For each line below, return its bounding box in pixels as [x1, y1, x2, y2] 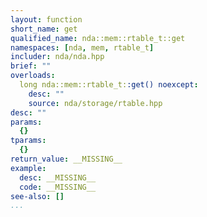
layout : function [10, 14, 83, 25]
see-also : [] [10, 191, 65, 201]
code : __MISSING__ [19, 182, 97, 192]
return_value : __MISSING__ [10, 154, 123, 164]
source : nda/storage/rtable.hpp [28, 98, 163, 108]
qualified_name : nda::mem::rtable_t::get [10, 33, 186, 43]
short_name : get [10, 24, 78, 34]
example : [10, 163, 47, 173]
